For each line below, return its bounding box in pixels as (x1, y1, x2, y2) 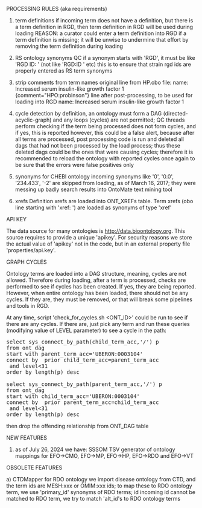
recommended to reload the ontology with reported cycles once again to (14, 155, 195, 162)
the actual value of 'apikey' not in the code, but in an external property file (6, 240, 191, 247)
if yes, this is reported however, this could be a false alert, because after (14, 129, 195, 136)
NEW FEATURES (6, 434, 47, 441)
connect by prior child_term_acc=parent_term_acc (6, 357, 159, 363)
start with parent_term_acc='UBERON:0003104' (6, 351, 144, 357)
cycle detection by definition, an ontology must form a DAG (14, 110, 162, 117)
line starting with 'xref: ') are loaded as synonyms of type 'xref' (14, 204, 172, 211)
